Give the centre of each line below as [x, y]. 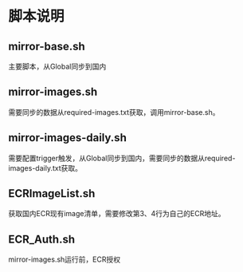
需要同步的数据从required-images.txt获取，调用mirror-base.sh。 [114, 112]
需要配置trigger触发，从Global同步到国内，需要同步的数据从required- [122, 158]
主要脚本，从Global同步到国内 [57, 66]
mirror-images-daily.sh [68, 138]
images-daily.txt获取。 [45, 168]
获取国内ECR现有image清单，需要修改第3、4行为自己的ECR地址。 [117, 214]
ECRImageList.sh [52, 193]
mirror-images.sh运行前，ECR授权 [65, 259]
